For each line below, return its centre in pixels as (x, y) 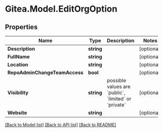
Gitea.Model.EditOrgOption (61, 9)
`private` (116, 105)
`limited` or (119, 99)
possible (116, 80)
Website (17, 113)
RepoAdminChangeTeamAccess (46, 73)
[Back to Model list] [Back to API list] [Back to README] (61, 125)
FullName (19, 57)
